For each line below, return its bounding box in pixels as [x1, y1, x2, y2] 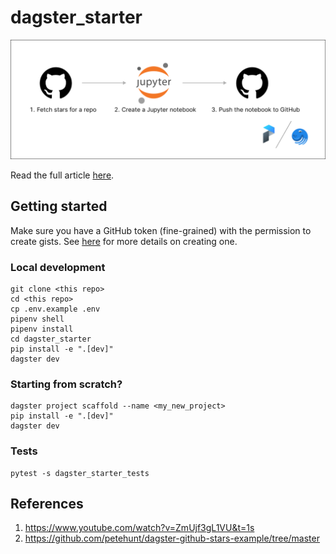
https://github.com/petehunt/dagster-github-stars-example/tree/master [24, 532, 320, 545]
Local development [10, 260, 106, 274]
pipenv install [10, 324, 74, 335]
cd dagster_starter [10, 334, 92, 345]
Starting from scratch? [10, 377, 123, 391]
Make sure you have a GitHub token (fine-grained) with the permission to [10, 224, 312, 236]
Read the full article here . [10, 169, 115, 181]
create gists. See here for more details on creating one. [10, 235, 238, 247]
